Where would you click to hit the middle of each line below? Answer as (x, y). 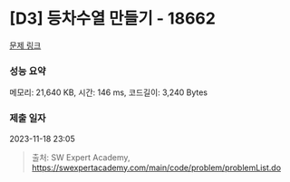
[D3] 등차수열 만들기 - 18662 (112, 19)
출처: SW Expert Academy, (81, 157)
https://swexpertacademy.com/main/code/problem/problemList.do (156, 168)
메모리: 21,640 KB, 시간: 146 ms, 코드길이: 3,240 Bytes (109, 92)
